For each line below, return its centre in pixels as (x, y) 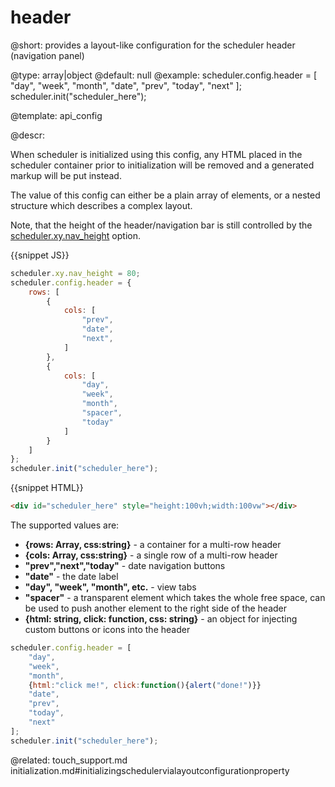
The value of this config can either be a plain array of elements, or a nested (165, 195)
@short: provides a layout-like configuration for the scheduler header (153, 45)
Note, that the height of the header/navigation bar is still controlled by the (161, 225)
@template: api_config (56, 115)
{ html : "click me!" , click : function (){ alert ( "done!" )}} (145, 685)
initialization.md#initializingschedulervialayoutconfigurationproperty (150, 770)
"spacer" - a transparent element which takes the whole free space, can (175, 598)
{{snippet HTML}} (47, 488)
